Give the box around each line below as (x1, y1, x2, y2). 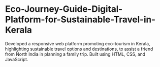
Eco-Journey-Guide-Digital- (5, 3, 123, 15)
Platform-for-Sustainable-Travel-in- (5, 14, 156, 25)
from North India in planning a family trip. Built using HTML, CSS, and (5, 51, 146, 57)
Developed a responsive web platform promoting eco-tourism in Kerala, (5, 40, 150, 46)
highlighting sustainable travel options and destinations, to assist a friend (5, 46, 153, 52)
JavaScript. (5, 56, 29, 62)
